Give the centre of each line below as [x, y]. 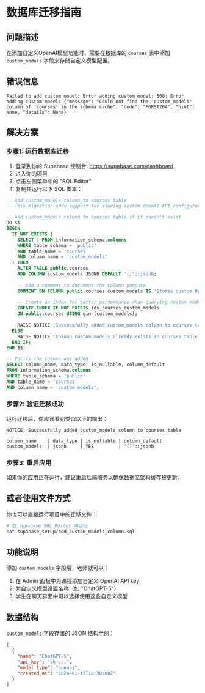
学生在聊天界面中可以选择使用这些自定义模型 [71, 596]
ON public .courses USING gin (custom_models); [77, 314]
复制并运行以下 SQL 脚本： [49, 189]
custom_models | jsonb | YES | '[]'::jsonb [80, 446]
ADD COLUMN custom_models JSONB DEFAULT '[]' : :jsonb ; [87, 274]
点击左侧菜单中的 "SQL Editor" [53, 181]
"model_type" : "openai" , [49, 667]
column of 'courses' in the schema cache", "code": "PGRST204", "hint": [101, 107]
